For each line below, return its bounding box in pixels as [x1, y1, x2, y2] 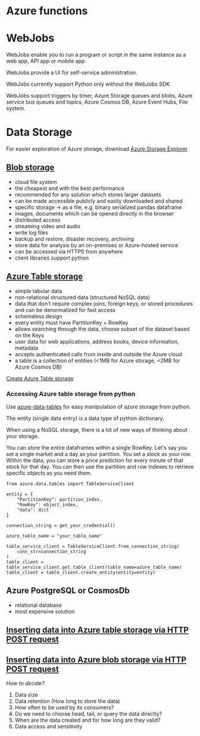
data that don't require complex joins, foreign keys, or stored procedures [14, 300, 193, 307]
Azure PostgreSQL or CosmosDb [6, 585, 130, 596]
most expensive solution [14, 607, 75, 615]
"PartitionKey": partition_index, [17, 496, 102, 503]
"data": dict [17, 507, 49, 513]
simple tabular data [14, 287, 62, 294]
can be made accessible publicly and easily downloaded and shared [14, 197, 183, 204]
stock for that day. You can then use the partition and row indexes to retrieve [6, 463, 194, 470]
